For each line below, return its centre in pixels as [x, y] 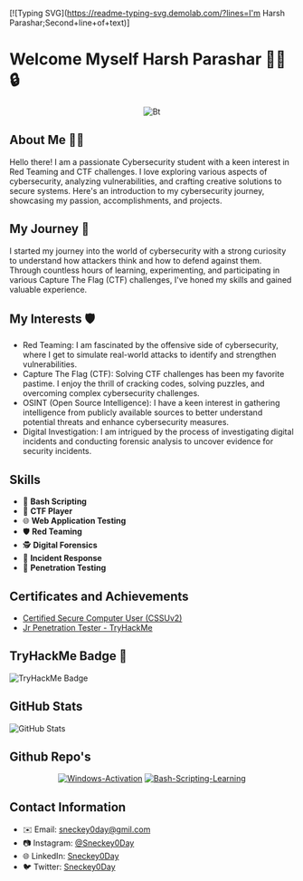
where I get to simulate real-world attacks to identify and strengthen [149, 355]
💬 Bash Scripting [55, 501]
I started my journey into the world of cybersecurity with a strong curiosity [148, 251]
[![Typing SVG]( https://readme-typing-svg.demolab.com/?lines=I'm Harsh [147, 13]
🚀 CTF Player [47, 511]
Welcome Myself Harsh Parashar [136, 59]
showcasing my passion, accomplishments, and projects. [116, 200]
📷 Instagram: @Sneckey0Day [78, 843]
